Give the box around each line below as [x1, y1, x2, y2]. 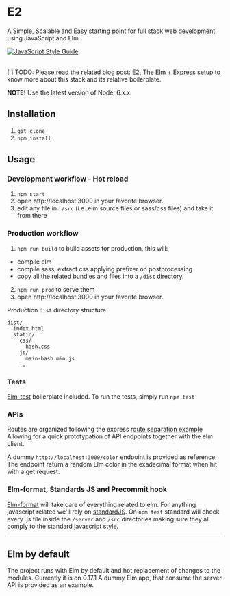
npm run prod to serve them [16, 285, 95, 293]
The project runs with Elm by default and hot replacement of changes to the [7, 567, 221, 575]
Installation [7, 108, 56, 120]
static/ [13, 331, 36, 338]
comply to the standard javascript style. [7, 522, 119, 530]
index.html [13, 325, 44, 332]
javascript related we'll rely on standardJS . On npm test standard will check [7, 508, 220, 516]
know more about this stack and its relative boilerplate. [7, 75, 162, 83]
